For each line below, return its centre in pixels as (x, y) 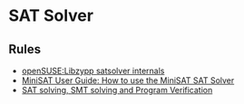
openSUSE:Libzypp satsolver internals (93, 71)
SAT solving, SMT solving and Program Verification (117, 90)
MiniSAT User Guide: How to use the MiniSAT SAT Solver (128, 80)
